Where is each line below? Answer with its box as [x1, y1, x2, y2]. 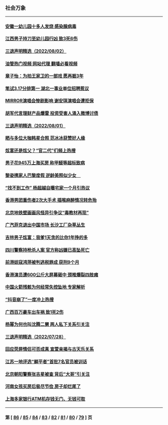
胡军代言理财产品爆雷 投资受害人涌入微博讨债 [5, 110, 98, 116]
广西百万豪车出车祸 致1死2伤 [5, 309, 64, 315]
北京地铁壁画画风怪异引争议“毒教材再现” [5, 209, 89, 215]
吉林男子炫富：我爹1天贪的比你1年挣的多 [5, 234, 88, 240]
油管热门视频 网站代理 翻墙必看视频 [5, 60, 77, 66]
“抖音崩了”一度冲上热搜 [5, 296, 54, 302]
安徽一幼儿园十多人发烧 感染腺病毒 [5, 23, 76, 29]
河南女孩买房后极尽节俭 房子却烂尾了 [5, 383, 81, 389]
